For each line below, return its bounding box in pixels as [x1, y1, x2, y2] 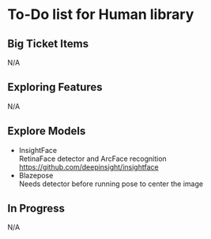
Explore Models [7, 125, 86, 138]
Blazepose [18, 170, 54, 180]
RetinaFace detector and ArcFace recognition [18, 154, 167, 163]
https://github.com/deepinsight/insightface [18, 162, 159, 171]
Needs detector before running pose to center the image [18, 179, 203, 189]
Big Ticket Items [7, 37, 89, 50]
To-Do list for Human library [7, 6, 194, 24]
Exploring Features [7, 80, 104, 94]
